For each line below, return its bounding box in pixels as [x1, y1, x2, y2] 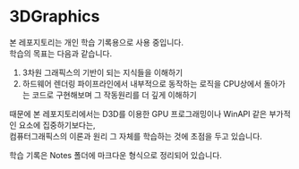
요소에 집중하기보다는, [18, 119, 96, 131]
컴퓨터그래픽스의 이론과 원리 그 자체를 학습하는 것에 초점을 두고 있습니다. [9, 131, 262, 141]
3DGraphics [9, 6, 100, 27]
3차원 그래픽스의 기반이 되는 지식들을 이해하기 [21, 67, 184, 78]
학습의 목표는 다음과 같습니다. [9, 47, 113, 59]
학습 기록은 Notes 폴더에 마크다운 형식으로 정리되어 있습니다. [9, 149, 222, 160]
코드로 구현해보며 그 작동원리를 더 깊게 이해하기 [31, 89, 197, 100]
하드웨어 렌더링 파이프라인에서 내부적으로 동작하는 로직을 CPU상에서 [21, 78, 262, 89]
